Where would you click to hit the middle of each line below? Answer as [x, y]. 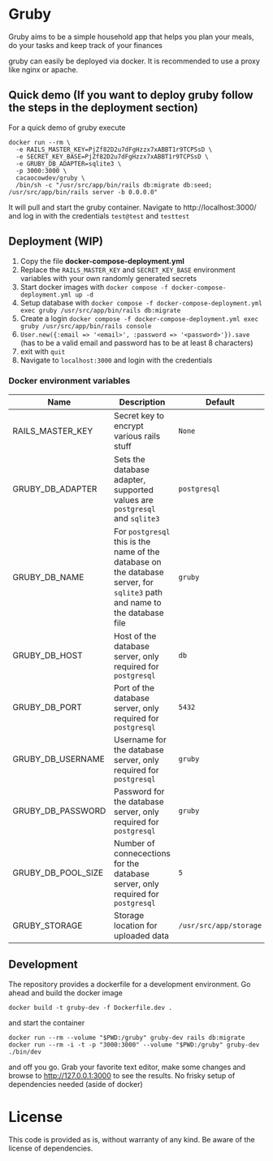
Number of [134, 843]
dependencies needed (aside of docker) [76, 1084]
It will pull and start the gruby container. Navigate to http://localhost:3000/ [133, 207]
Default [221, 401]
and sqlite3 [136, 518]
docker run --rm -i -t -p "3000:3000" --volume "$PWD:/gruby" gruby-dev [134, 1045]
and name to [137, 602]
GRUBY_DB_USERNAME [59, 759]
